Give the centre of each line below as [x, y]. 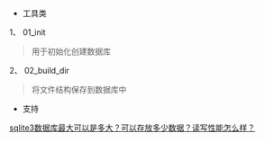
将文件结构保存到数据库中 [79, 89]
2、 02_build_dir [40, 71]
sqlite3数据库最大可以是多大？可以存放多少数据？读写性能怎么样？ [132, 128]
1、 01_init [28, 32]
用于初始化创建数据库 [71, 51]
